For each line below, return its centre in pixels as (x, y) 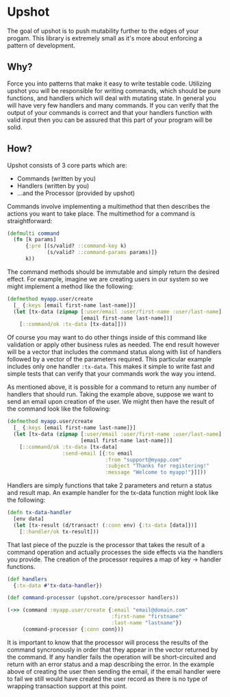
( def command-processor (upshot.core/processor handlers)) (93, 598)
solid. (15, 127)
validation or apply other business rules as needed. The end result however (114, 345)
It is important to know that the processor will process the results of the (108, 642)
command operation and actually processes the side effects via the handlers (115, 552)
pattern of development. (41, 45)
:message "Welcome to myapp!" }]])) (156, 472)
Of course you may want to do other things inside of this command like (107, 338)
